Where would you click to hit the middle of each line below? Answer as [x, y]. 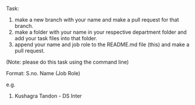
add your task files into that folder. [56, 38]
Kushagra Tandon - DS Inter [48, 96]
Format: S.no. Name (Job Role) [43, 73]
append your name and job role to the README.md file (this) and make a [102, 44]
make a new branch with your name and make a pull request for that [97, 20]
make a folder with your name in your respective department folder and [101, 32]
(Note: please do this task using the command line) [67, 62]
